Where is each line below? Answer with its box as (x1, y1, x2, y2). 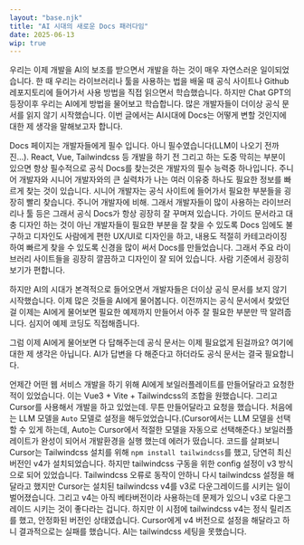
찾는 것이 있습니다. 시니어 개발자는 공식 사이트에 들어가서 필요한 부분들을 (25, 186, 282, 196)
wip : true (9, 38, 47, 48)
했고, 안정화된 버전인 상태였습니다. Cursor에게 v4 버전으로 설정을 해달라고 (18, 515, 280, 526)
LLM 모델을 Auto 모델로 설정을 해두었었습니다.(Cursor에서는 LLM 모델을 (18, 413, 274, 424)
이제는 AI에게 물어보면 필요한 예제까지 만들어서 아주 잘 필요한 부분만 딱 (18, 307, 269, 318)
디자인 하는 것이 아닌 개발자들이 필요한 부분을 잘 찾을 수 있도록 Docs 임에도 (18, 219, 284, 231)
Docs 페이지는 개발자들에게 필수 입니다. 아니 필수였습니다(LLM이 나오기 (9, 140, 262, 151)
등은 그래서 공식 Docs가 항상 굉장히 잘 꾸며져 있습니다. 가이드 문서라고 (35, 208, 284, 219)
